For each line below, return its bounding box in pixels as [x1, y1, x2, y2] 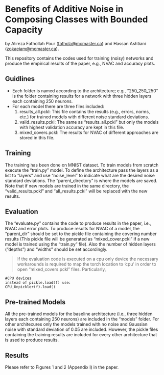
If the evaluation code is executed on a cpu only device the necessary [17, 256, 159, 262]
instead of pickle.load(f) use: [5, 280, 71, 285]
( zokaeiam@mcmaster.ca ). [5, 46, 59, 52]
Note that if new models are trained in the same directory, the [5, 183, 129, 188]
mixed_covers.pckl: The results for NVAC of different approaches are [19, 129, 159, 135]
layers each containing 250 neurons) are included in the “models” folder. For [5, 316, 159, 322]
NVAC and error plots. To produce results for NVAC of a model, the [5, 226, 140, 232]
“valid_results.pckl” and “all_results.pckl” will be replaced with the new [5, 188, 148, 194]
